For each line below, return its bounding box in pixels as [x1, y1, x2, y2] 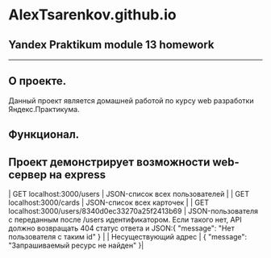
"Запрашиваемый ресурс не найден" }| [8, 240, 144, 251]
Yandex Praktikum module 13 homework [8, 38, 215, 52]
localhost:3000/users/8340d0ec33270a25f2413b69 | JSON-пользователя [8, 206, 258, 216]
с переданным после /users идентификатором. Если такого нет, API [8, 215, 242, 225]
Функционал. [8, 127, 80, 142]
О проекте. [8, 74, 67, 88]
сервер [8, 168, 47, 181]
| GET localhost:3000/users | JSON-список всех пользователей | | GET [8, 189, 250, 199]
